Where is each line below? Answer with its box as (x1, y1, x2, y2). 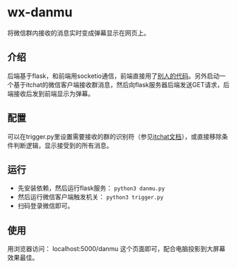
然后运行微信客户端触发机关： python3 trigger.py (17, 193, 164, 201)
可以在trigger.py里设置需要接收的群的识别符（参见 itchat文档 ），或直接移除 (7, 132, 222, 140)
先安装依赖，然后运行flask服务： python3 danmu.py (17, 184, 165, 192)
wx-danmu (7, 4, 73, 21)
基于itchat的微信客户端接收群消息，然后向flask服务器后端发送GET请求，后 (13, 80, 230, 89)
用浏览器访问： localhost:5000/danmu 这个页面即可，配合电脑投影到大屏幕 (7, 245, 226, 253)
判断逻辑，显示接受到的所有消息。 (13, 141, 113, 150)
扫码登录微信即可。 (17, 201, 74, 210)
